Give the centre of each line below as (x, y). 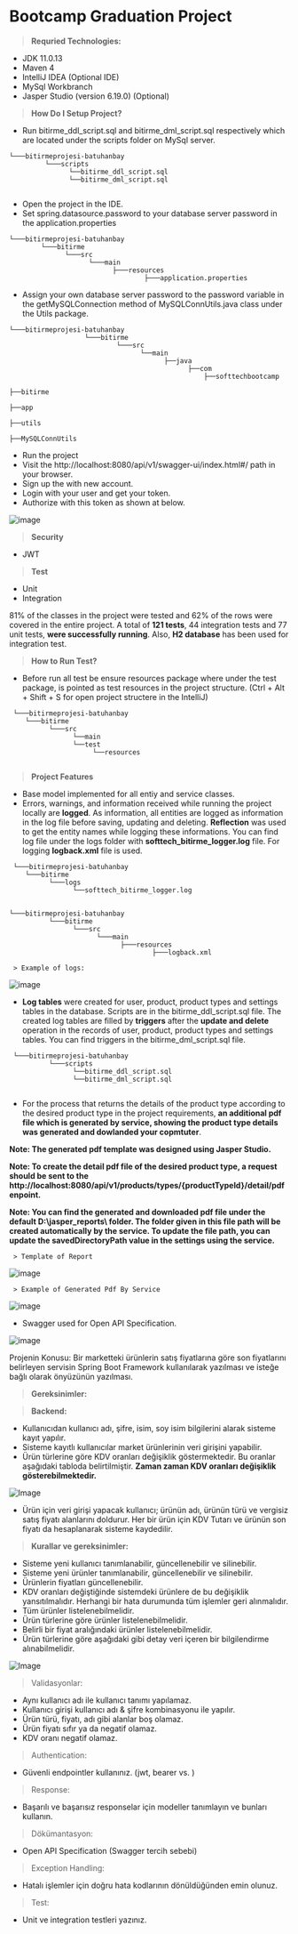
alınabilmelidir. (48, 1648)
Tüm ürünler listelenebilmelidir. (78, 1610)
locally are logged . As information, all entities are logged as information (153, 812)
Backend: (49, 1411)
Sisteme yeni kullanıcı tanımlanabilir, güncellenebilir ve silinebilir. (139, 1563)
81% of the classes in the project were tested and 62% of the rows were (141, 615)
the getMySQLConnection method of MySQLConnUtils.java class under (152, 303)
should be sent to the (49, 1175)
